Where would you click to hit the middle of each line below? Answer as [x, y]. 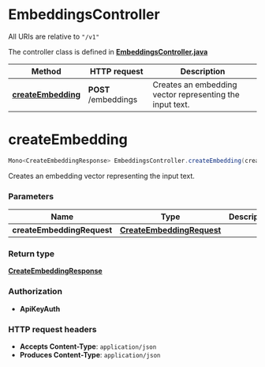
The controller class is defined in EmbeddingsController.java [108, 51]
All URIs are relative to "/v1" [54, 36]
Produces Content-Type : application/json [90, 354]
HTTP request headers [52, 329]
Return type [32, 253]
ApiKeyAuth [40, 308]
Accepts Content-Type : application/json [88, 346]
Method [46, 71]
